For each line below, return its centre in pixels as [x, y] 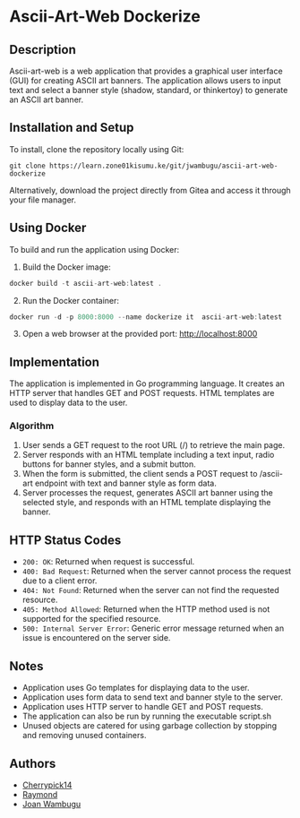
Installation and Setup [72, 128]
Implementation [55, 362]
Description [43, 50]
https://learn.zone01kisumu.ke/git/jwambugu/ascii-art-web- [163, 166]
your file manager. [43, 200]
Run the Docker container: [70, 300]
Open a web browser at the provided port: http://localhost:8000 [140, 334]
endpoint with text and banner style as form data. [126, 483]
